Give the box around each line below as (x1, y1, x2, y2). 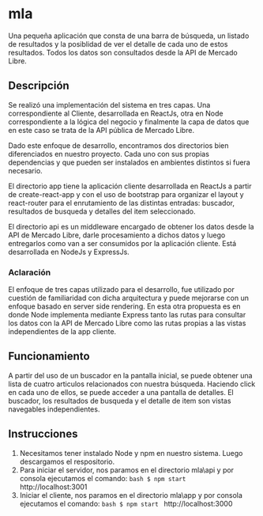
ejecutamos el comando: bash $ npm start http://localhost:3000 (19, 499, 233, 508)
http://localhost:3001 (19, 482, 88, 491)
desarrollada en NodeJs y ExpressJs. (8, 247, 130, 256)
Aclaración (8, 267, 51, 278)
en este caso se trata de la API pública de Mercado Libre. (8, 125, 195, 135)
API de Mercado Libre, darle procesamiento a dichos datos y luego (8, 230, 226, 240)
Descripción (8, 79, 70, 93)
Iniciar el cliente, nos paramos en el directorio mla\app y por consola (19, 490, 243, 499)
